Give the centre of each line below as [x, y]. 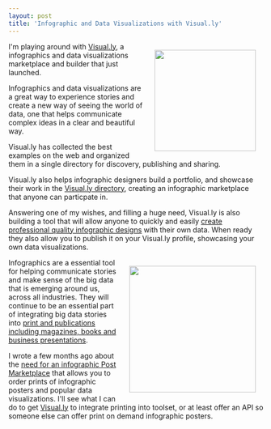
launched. [25, 72]
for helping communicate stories [62, 271]
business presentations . [48, 340]
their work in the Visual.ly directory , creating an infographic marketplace [129, 188]
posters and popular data [51, 390]
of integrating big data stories [58, 314]
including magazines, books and [62, 331]
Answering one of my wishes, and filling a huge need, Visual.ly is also [124, 212]
